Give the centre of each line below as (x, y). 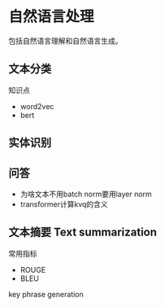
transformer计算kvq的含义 (64, 204)
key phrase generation (46, 294)
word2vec (37, 106)
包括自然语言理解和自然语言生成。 (65, 41)
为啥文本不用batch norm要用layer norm (86, 194)
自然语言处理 (52, 17)
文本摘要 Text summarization (82, 232)
